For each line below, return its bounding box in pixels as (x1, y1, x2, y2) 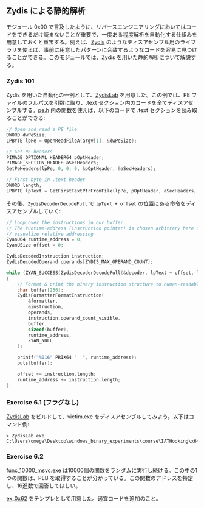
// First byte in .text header (6, 177, 86, 183)
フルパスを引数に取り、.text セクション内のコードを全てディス (27, 99, 183, 107)
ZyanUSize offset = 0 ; (6, 242, 64, 249)
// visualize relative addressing (6, 231, 94, 237)
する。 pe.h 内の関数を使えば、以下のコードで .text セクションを (22, 107, 182, 114)
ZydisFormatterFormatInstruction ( (17, 292, 104, 298)
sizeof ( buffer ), (28, 326, 69, 333)
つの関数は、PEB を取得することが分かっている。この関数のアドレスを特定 (6, 474, 193, 482)
